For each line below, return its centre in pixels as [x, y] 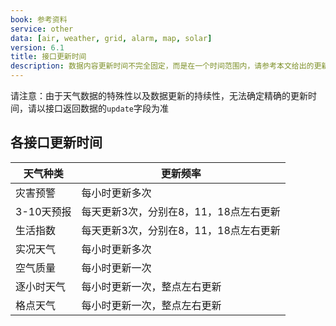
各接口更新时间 [56, 142]
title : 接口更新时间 [48, 57]
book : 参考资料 [39, 19]
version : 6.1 [37, 47]
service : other [42, 29]
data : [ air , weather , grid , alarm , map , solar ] [111, 38]
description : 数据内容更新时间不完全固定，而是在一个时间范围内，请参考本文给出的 [162, 66]
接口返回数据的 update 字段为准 [106, 108]
